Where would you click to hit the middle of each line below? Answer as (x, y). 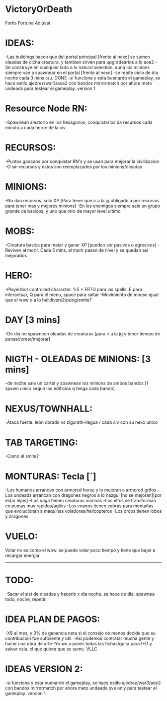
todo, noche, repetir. (26, 599)
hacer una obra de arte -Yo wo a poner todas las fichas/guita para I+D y (79, 644)
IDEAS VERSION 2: (44, 669)
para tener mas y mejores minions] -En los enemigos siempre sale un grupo (83, 206)
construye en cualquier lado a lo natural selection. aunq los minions (81, 67)
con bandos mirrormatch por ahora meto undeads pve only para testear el (81, 688)
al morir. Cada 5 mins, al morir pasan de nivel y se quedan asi (85, 250)
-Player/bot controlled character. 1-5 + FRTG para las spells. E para (74, 289)
